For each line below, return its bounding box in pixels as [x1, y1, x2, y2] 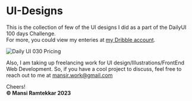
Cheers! [6, 83, 26, 90]
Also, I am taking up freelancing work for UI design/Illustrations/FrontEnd [6, 59, 184, 66]
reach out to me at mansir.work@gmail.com [6, 71, 113, 79]
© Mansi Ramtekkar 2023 [6, 89, 71, 96]
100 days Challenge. [6, 30, 56, 37]
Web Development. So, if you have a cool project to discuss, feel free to [6, 65, 182, 72]
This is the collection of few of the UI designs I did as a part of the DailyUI [6, 24, 187, 31]
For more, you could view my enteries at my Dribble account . [6, 36, 156, 43]
